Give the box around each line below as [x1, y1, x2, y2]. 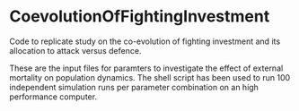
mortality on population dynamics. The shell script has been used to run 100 [9, 72, 291, 82]
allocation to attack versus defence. [9, 45, 142, 55]
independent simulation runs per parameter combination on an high [9, 81, 259, 92]
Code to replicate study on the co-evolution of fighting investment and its [9, 36, 281, 47]
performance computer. [9, 91, 97, 102]
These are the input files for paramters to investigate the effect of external [9, 63, 284, 73]
